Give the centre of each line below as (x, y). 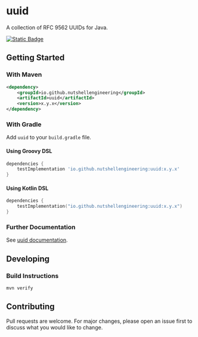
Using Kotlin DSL (27, 188)
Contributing (30, 307)
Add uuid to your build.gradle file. (49, 138)
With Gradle (24, 124)
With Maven (24, 74)
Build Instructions (33, 276)
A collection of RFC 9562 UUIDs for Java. (57, 27)
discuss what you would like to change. (55, 327)
